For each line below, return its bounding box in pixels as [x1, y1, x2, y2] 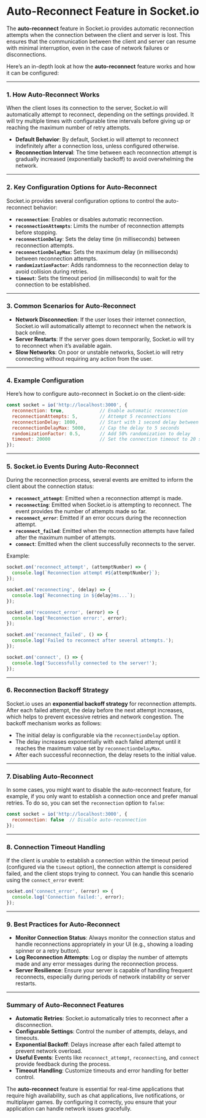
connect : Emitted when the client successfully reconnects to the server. [15, 540, 196, 548]
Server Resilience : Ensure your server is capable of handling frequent [15, 966, 193, 974]
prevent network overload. [15, 1047, 83, 1055]
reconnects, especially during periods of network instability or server [15, 973, 190, 980]
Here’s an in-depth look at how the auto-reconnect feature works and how [6, 63, 196, 70]
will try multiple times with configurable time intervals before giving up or [6, 117, 191, 125]
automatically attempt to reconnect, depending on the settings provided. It [6, 111, 194, 118]
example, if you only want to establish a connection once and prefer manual [6, 793, 198, 800]
